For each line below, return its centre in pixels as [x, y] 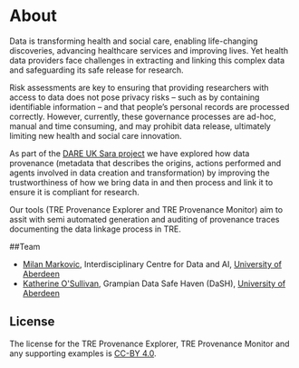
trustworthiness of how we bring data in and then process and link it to [141, 182]
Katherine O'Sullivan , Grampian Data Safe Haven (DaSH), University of [154, 283]
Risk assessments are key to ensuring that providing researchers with [139, 87]
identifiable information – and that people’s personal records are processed [149, 106]
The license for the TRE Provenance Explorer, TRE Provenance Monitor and [149, 343]
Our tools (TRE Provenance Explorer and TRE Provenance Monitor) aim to [146, 209]
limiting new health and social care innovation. [96, 135]
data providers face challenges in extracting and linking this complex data [147, 60]
